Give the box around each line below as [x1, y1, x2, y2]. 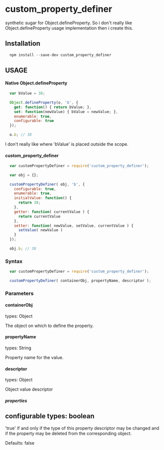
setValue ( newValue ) [18, 228, 63, 233]
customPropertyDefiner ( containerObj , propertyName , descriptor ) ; [9, 278, 152, 283]
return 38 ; [18, 200, 41, 205]
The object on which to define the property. [5, 323, 94, 328]
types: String [5, 345, 32, 351]
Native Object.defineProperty [5, 80, 68, 86]
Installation [5, 40, 41, 48]
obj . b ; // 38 [9, 246, 37, 251]
